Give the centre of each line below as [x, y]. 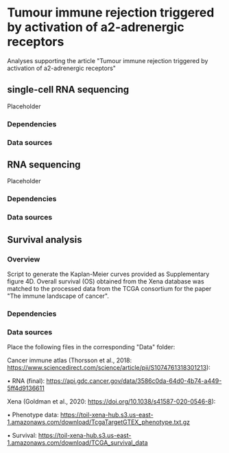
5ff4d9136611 [26, 388]
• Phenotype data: [33, 415]
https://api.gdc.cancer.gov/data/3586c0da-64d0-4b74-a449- [134, 381]
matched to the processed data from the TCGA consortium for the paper [109, 288]
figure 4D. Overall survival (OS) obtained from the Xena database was [106, 281]
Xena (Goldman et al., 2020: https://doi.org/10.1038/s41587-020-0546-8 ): [111, 402]
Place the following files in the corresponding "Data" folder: [91, 347]
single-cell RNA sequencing [68, 90]
